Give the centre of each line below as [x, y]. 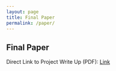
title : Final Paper [31, 17]
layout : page [23, 12]
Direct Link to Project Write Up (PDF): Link [58, 62]
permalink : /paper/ [31, 23]
